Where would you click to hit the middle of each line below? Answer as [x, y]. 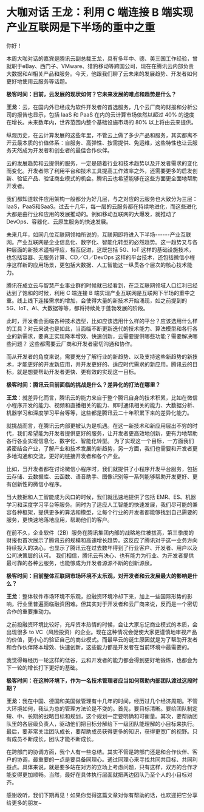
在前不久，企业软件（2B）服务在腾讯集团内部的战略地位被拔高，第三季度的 [100, 532]
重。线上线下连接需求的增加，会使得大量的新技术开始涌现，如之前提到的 [97, 300]
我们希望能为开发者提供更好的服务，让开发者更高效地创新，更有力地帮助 [107, 433]
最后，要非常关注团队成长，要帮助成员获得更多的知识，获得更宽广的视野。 [99, 731]
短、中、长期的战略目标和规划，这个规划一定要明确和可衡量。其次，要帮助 [99, 716]
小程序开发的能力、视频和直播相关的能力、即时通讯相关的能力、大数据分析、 [102, 405]
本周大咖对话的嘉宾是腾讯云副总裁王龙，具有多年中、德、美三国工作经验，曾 [102, 58]
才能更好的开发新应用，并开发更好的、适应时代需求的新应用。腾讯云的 [104, 364]
